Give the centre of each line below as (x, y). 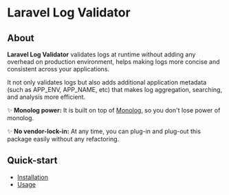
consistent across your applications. (58, 69)
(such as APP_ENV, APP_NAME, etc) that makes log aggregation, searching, (115, 90)
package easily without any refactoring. (63, 139)
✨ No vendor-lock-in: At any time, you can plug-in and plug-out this (104, 131)
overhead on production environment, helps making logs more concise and (113, 62)
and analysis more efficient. (46, 97)
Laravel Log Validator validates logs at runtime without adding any (101, 54)
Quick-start (32, 160)
